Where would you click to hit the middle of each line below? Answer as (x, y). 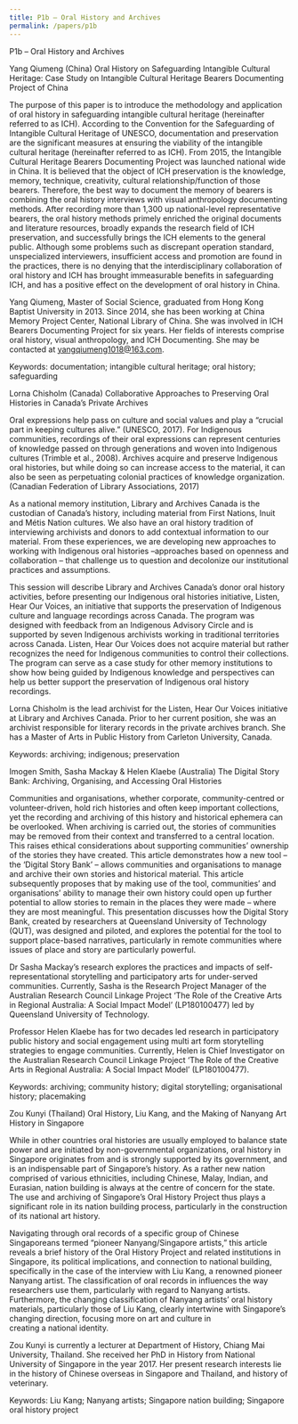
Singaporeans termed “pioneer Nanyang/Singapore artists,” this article (138, 1242)
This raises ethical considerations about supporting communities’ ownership (149, 845)
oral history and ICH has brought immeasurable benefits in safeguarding (141, 275)
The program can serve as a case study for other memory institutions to (141, 663)
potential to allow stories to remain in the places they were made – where (143, 902)
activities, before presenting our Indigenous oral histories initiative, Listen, (145, 596)
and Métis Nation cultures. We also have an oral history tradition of (131, 522)
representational (39, 976)
